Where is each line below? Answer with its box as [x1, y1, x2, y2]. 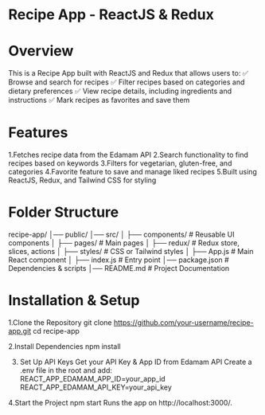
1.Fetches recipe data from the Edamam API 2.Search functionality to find [8, 150, 249, 160]
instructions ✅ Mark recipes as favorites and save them [8, 96, 190, 105]
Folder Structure [8, 203, 119, 221]
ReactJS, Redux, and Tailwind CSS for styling [8, 175, 157, 185]
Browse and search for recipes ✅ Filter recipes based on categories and [8, 77, 245, 87]
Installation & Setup [8, 292, 140, 310]
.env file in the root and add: [19, 365, 113, 375]
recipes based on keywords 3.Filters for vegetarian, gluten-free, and [8, 159, 232, 168]
